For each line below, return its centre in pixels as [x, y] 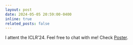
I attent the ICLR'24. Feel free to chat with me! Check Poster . [67, 38]
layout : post [19, 10]
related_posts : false [27, 23]
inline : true [19, 19]
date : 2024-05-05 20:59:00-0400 [38, 14]
